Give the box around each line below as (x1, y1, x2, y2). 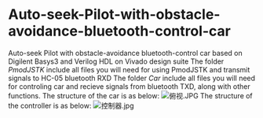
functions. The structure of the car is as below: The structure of (8, 90, 253, 100)
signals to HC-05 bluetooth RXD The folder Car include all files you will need (8, 73, 256, 83)
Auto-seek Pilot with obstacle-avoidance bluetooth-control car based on (8, 48, 243, 57)
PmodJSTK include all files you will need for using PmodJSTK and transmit (8, 65, 250, 74)
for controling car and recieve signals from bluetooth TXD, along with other (8, 81, 250, 91)
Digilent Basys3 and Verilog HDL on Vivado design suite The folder (8, 57, 225, 66)
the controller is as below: (8, 101, 92, 110)
